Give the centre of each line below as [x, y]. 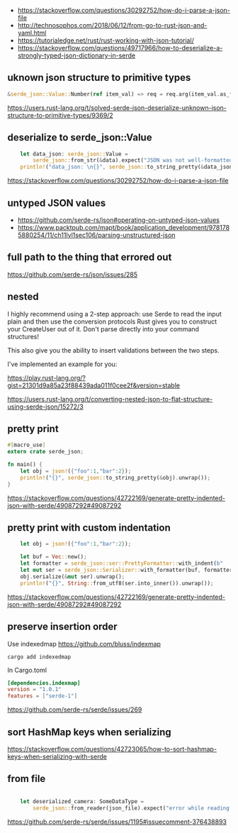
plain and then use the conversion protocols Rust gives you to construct [112, 321]
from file [27, 779]
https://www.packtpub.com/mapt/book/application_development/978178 [124, 227]
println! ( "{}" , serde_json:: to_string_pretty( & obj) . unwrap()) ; [115, 478]
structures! [23, 336]
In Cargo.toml [27, 670]
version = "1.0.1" [34, 690]
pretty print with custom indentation [89, 528]
